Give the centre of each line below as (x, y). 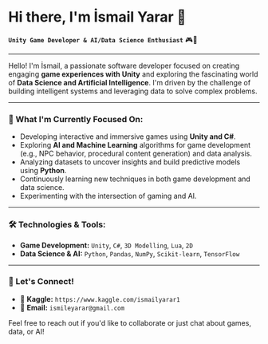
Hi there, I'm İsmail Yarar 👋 (97, 17)
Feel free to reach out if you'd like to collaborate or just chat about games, (130, 322)
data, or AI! (26, 331)
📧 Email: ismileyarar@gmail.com (72, 307)
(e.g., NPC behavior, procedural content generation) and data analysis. (136, 154)
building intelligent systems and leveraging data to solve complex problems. (133, 91)
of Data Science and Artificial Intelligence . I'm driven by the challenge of (130, 82)
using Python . (43, 171)
